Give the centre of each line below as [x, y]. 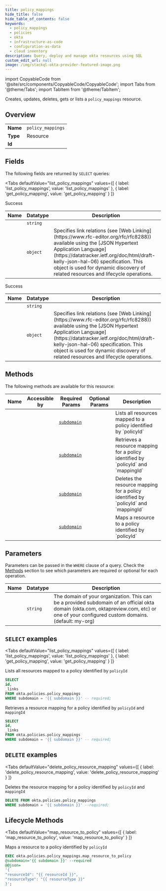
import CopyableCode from [33, 79]
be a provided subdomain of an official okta [104, 603]
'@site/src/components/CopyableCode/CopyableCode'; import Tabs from [80, 84]
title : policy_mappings [30, 10]
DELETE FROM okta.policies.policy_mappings [51, 800]
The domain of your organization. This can [103, 597]
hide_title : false [24, 14]
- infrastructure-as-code [36, 42]
